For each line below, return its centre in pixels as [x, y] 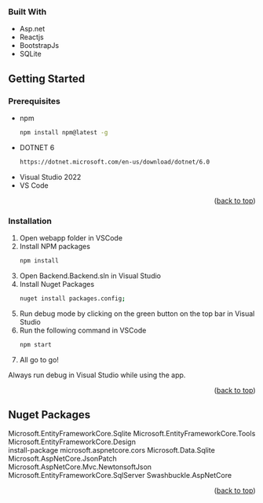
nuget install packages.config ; [72, 298]
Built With [27, 12]
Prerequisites [34, 101]
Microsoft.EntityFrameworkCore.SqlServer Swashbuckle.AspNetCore [120, 475]
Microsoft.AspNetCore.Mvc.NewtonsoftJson [80, 467]
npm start [36, 344]
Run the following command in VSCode [83, 330]
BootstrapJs [39, 46]
